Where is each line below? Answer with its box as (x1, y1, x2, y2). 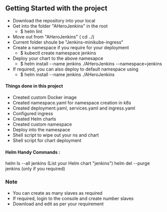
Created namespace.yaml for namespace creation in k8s (12, 100, 131, 106)
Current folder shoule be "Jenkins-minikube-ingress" (12, 39, 123, 45)
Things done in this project (5, 83, 63, 89)
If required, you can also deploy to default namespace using (12, 66, 139, 72)
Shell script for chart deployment (12, 137, 82, 144)
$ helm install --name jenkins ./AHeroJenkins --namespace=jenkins (20, 60, 162, 66)
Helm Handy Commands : (5, 149, 60, 155)
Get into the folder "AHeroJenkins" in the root (12, 23, 108, 29)
